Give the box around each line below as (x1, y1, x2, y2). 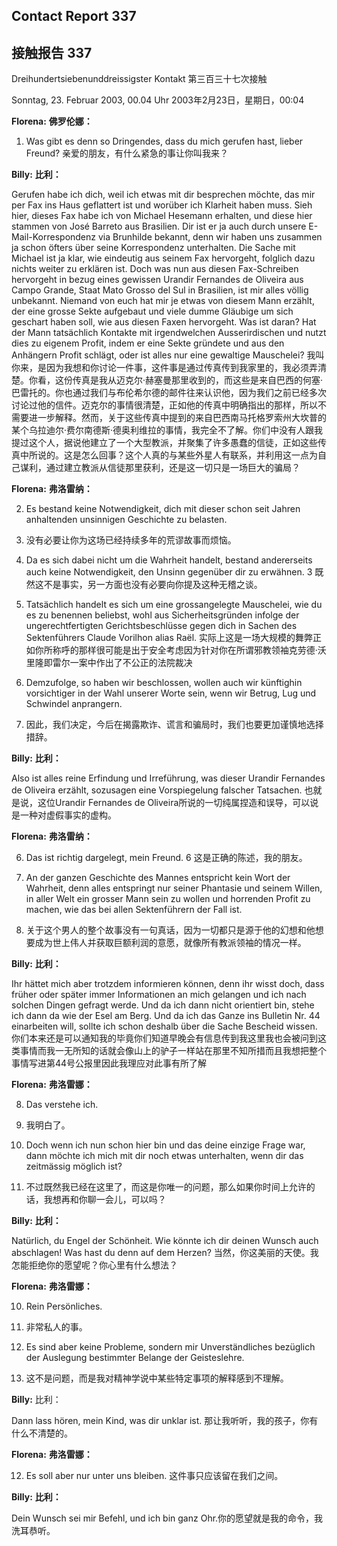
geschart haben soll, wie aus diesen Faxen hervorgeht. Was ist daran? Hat (11, 316, 317, 328)
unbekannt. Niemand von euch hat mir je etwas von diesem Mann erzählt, (11, 295, 315, 307)
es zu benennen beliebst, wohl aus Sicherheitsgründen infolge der (25, 609, 300, 621)
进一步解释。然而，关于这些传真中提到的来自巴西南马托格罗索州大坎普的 (28, 412, 327, 424)
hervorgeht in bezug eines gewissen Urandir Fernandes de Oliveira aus (11, 274, 304, 286)
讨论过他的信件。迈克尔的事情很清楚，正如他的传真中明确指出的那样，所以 (11, 399, 318, 411)
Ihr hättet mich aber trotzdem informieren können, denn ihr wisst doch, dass (11, 978, 325, 990)
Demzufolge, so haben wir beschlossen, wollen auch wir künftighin (25, 677, 303, 689)
